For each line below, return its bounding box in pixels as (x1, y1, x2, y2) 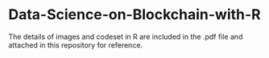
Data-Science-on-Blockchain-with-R (8, 6, 261, 24)
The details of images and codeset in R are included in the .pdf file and (8, 32, 243, 41)
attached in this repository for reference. (8, 40, 143, 49)
